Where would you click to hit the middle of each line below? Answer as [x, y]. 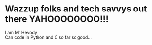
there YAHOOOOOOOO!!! [57, 19]
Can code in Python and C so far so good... [48, 37]
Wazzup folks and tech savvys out [76, 9]
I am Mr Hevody [21, 32]
